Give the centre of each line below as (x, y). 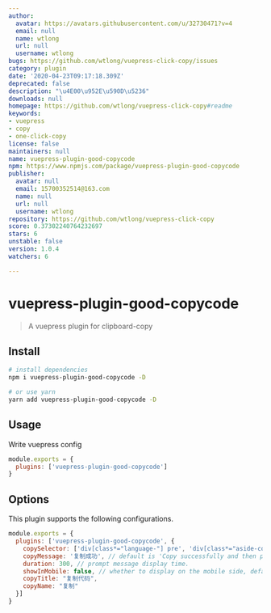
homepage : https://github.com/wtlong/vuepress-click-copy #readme (120, 106)
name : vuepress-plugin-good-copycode (72, 159)
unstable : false (35, 242)
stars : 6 (23, 234)
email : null (36, 31)
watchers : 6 (28, 256)
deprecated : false (39, 83)
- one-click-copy (38, 136)
